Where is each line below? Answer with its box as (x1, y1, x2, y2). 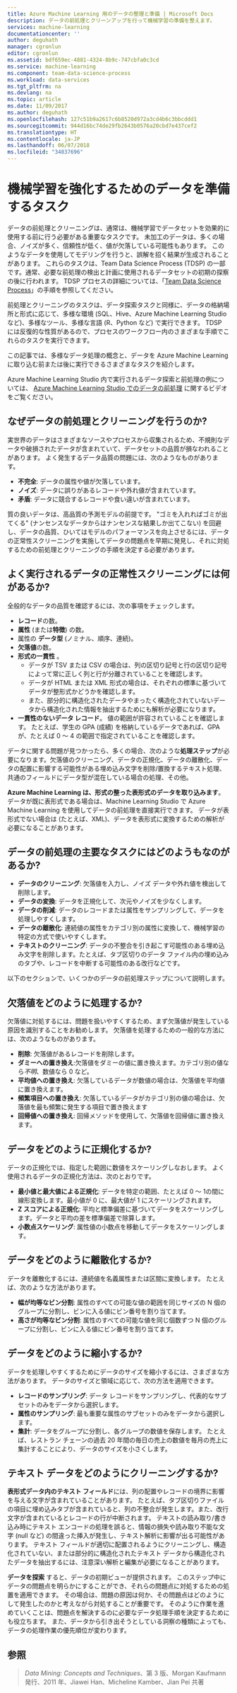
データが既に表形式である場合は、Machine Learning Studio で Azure (7, 797, 206, 805)
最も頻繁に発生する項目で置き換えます (36, 1103, 148, 1111)
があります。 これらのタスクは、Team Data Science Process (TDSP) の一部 (7, 259, 226, 268)
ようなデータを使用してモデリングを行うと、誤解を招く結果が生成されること (7, 250, 230, 258)
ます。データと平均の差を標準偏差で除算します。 (17, 1214, 159, 1222)
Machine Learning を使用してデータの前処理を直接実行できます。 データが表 (7, 805, 229, 814)
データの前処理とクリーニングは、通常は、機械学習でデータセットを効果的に (7, 224, 230, 232)
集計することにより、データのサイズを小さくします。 (17, 1445, 171, 1453)
